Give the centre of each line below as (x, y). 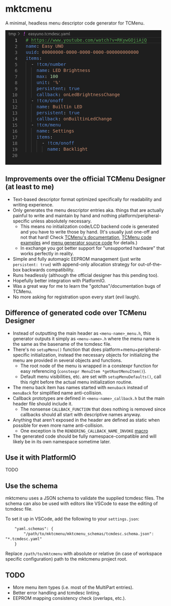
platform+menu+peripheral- (132, 349)
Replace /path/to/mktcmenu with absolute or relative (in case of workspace (84, 553)
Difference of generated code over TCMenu (76, 313)
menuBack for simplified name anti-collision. (58, 393)
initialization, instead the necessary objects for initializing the (95, 355)
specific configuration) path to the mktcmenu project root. (66, 559)
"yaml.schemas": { (34, 529)
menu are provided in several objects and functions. (67, 360)
